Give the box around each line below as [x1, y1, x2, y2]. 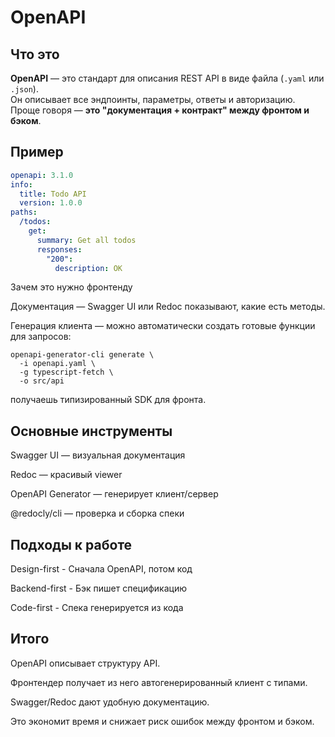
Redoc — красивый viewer [10, 469, 123, 481]
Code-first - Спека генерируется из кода [10, 602, 184, 614]
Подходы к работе [10, 536, 133, 553]
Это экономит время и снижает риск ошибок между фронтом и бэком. [10, 715, 315, 727]
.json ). [10, 83, 39, 95]
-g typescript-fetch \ [19, 367, 114, 378]
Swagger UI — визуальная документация [10, 449, 186, 461]
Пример [10, 144, 64, 161]
